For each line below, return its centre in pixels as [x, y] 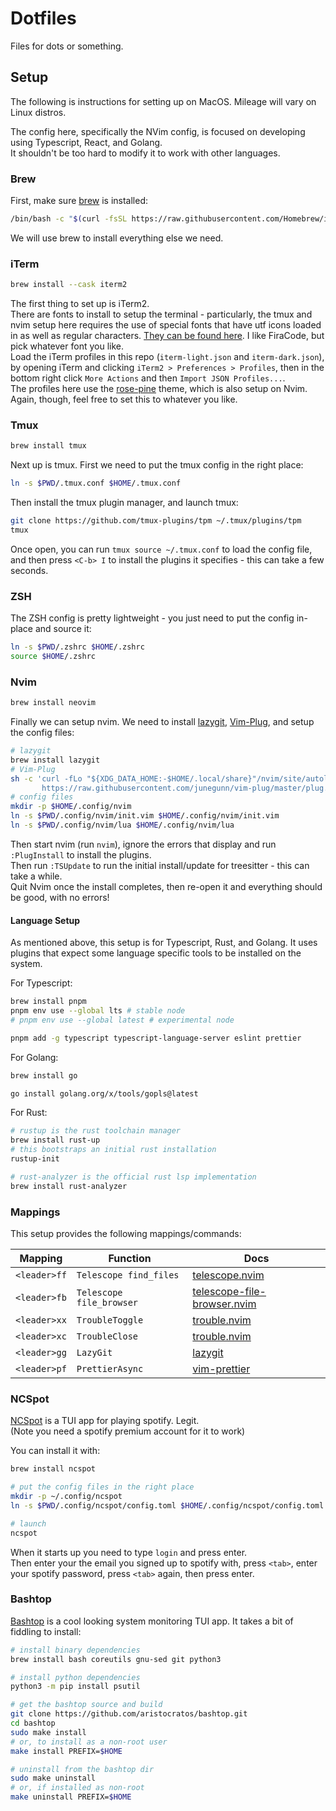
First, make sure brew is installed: [79, 201]
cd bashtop [33, 1723]
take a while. [36, 876]
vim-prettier [221, 1369]
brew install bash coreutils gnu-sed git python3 [116, 1659]
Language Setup [45, 920]
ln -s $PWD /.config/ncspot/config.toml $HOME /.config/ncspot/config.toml [167, 1505]
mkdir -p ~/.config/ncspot [66, 1497]
